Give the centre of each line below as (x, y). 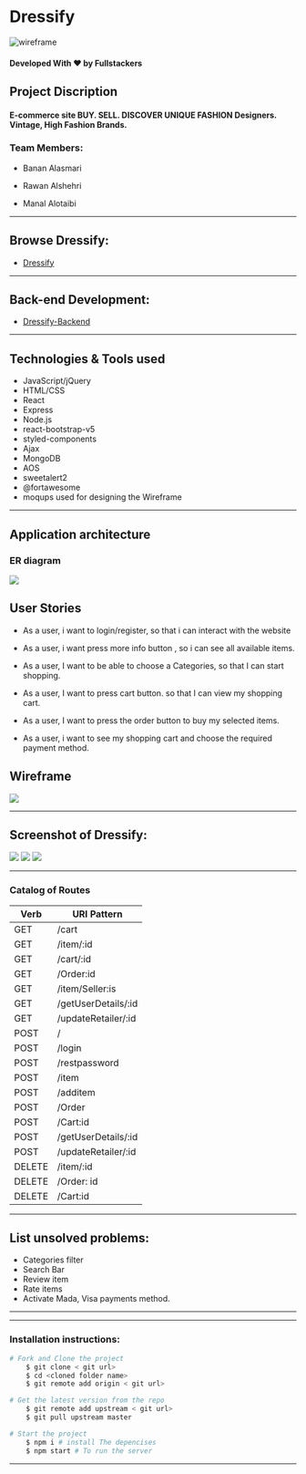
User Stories (46, 608)
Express (38, 410)
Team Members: (46, 148)
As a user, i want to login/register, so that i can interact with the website (157, 630)
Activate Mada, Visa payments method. (96, 1299)
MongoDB (41, 459)
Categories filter (53, 1260)
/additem (76, 1092)
